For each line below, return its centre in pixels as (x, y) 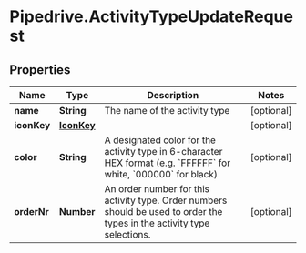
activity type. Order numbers (166, 200)
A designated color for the (160, 140)
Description (173, 95)
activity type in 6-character (163, 152)
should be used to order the (163, 212)
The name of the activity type (167, 111)
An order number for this (157, 189)
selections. (127, 234)
